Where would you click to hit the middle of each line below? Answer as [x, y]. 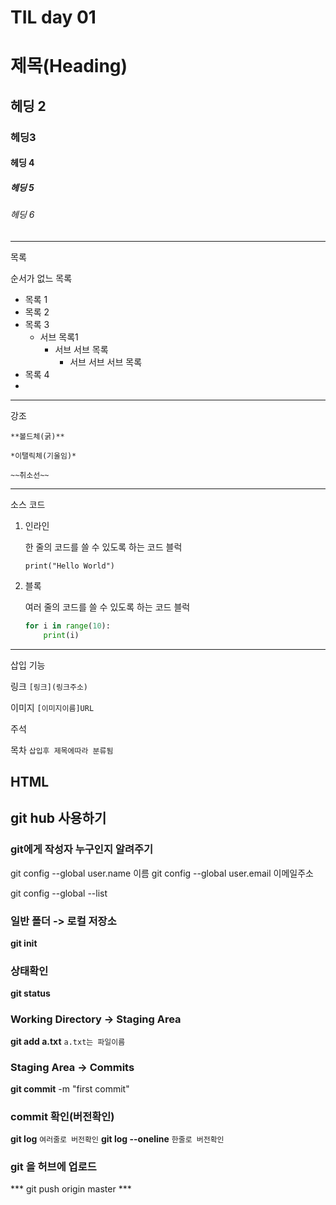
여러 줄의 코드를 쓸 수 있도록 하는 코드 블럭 [107, 607]
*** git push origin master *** [71, 1189]
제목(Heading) [69, 66]
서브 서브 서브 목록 [106, 362]
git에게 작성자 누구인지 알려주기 [82, 849]
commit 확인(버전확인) [62, 1116]
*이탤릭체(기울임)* [43, 456]
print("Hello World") [69, 566]
